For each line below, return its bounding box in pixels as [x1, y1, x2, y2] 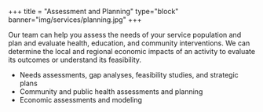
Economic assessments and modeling [19, 96, 143, 104]
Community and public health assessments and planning [19, 87, 203, 96]
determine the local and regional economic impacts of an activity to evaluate [8, 47, 256, 56]
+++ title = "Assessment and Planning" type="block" [8, 7, 179, 16]
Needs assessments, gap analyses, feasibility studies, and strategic [19, 70, 239, 79]
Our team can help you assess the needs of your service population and [8, 31, 242, 39]
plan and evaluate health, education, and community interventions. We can [8, 38, 250, 48]
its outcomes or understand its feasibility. [8, 55, 142, 64]
